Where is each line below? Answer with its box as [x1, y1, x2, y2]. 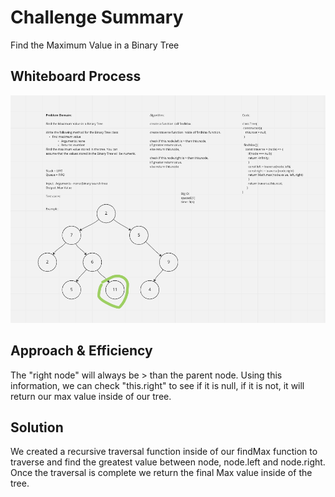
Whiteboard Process [10, 68, 142, 85]
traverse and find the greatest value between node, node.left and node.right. [10, 456, 326, 468]
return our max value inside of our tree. [10, 390, 172, 402]
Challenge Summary [10, 6, 184, 29]
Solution [10, 419, 64, 436]
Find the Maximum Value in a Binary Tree [10, 39, 180, 51]
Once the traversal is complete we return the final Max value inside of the [10, 467, 313, 479]
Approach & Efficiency [10, 342, 153, 360]
